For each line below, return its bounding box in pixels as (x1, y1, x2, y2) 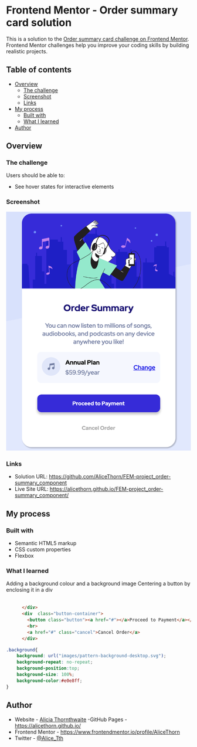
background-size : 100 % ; (16, 672, 75, 678)
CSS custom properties (14, 546, 72, 553)
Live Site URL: (14, 485, 49, 493)
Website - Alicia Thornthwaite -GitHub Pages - (14, 716, 127, 723)
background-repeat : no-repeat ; (16, 659, 93, 665)
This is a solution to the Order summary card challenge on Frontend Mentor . (6, 35, 189, 42)
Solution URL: (14, 473, 48, 480)
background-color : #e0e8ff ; (16, 678, 83, 684)
